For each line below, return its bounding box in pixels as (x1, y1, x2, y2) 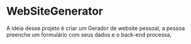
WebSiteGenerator (6, 4, 103, 18)
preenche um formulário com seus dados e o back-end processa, (6, 31, 172, 38)
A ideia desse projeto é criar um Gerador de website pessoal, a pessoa (6, 24, 185, 32)
